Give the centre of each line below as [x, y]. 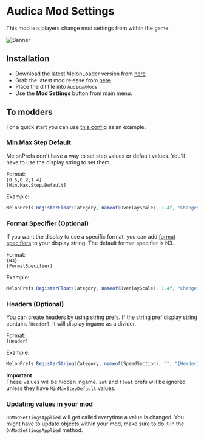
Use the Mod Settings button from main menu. [73, 93]
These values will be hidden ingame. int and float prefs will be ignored [96, 382]
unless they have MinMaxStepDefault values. [61, 388]
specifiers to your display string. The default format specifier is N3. [90, 243]
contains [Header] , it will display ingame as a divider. [71, 324]
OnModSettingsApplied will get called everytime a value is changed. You [95, 417]
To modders [29, 112]
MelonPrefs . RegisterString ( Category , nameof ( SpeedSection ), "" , [89, 364]
